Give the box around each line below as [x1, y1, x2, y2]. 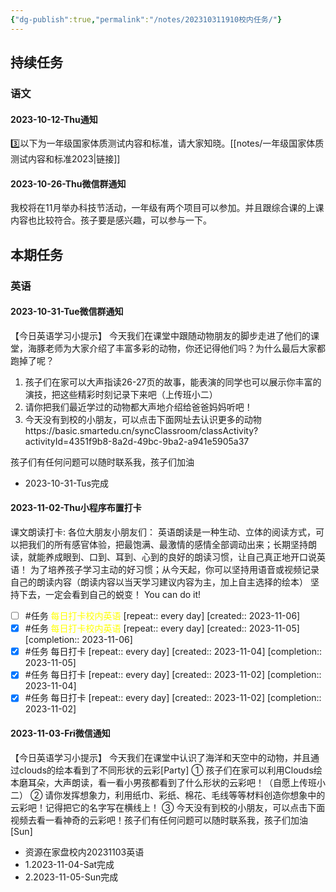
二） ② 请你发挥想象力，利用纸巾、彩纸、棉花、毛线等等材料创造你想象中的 [10, 789, 326, 801]
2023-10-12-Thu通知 [10, 113, 98, 125]
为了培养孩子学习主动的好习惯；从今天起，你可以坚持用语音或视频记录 [29, 564, 320, 576]
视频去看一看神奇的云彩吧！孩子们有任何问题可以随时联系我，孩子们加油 [10, 814, 308, 826]
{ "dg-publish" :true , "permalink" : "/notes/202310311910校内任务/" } [10, 14, 283, 25]
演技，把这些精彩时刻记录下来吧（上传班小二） [24, 388, 218, 400]
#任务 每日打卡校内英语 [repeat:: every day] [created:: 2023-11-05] [24, 622, 300, 635]
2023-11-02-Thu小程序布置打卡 [10, 502, 142, 514]
